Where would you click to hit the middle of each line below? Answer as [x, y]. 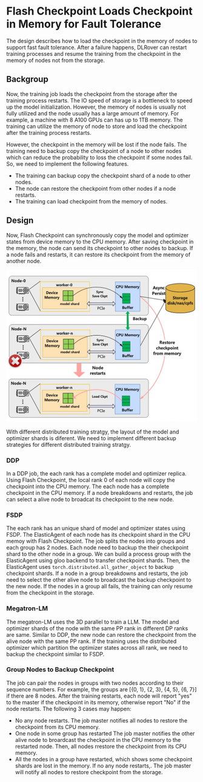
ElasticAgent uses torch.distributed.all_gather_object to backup [90, 567]
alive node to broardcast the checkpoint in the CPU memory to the [98, 739]
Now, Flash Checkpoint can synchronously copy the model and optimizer [98, 235]
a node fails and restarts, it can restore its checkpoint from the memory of [98, 254]
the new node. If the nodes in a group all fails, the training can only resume [100, 586]
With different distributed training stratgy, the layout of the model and [93, 432]
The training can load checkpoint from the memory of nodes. [91, 201]
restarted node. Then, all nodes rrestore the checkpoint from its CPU [101, 746]
